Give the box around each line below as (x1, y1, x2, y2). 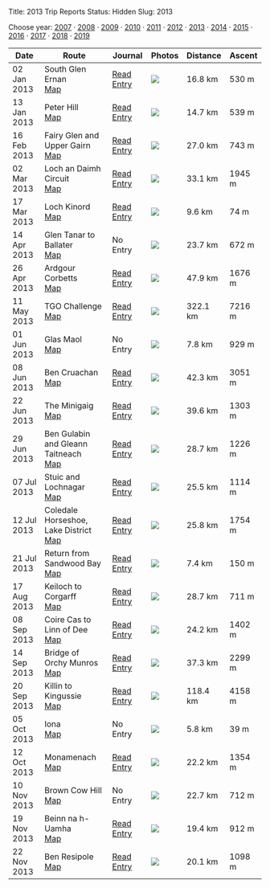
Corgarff (43, 591, 77, 602)
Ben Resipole (43, 851, 94, 862)
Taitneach (43, 448, 82, 459)
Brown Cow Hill (43, 785, 102, 796)
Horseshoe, (43, 514, 88, 526)
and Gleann (43, 438, 88, 449)
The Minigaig (43, 400, 94, 411)
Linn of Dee (43, 624, 88, 635)
